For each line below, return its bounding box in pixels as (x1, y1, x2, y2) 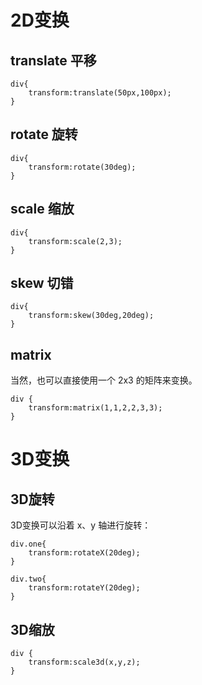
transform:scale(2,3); (28, 236, 123, 246)
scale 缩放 (10, 201, 75, 218)
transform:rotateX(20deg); (28, 548, 141, 558)
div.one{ (10, 539, 47, 550)
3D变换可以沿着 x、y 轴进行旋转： (10, 519, 152, 531)
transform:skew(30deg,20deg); (28, 311, 155, 321)
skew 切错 (10, 275, 74, 292)
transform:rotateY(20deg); (28, 583, 141, 593)
